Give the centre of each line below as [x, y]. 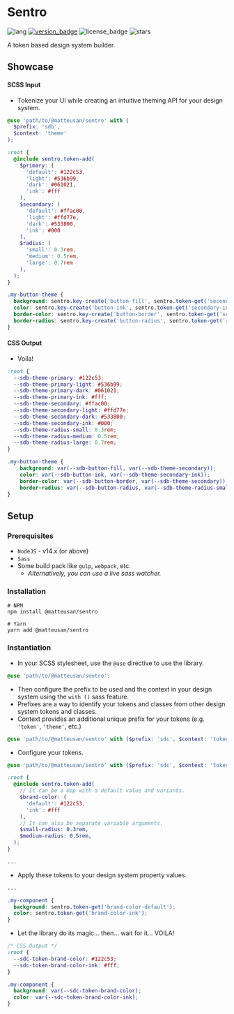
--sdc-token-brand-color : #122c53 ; [65, 959]
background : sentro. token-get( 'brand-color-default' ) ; [95, 907]
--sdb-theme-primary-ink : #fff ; [61, 397]
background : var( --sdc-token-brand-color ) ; [77, 991]
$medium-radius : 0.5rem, [56, 836]
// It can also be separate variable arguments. [92, 823]
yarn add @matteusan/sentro [48, 630]
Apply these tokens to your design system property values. [102, 875]
